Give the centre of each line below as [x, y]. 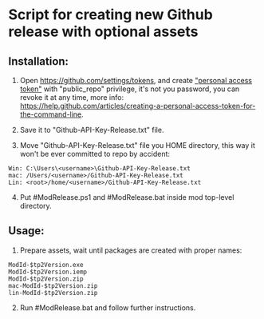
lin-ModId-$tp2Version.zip [53, 293]
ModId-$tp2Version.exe [46, 265]
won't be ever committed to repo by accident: [95, 154]
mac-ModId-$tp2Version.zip [53, 285]
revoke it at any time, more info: [72, 97]
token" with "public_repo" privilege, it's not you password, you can [130, 89]
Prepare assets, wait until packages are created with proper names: [131, 250]
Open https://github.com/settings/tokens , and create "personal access [136, 80]
